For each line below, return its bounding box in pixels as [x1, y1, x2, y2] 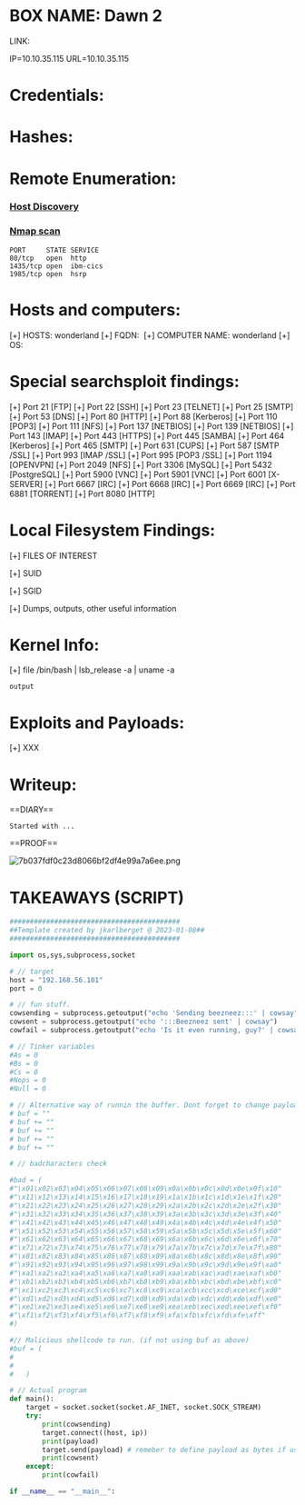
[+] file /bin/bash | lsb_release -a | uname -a [9, 664, 175, 675]
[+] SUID [9, 567, 43, 578]
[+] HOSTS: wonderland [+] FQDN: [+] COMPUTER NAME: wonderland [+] [9, 329, 290, 341]
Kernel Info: [9, 634, 100, 655]
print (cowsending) [42, 1420, 112, 1429]
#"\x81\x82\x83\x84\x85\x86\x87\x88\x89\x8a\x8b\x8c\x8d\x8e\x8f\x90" [9, 1251, 282, 1261]
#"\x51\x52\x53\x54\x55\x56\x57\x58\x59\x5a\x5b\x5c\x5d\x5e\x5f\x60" [9, 1226, 282, 1236]
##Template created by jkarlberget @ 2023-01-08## [9, 926, 205, 935]
